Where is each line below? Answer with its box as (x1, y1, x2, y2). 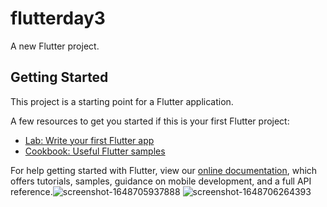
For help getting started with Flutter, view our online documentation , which (10, 164, 318, 176)
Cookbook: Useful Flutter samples (24, 145, 166, 157)
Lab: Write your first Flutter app (24, 134, 155, 146)
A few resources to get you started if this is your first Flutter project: (10, 115, 290, 127)
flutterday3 (10, 7, 106, 30)
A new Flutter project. (10, 40, 100, 52)
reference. (10, 185, 53, 197)
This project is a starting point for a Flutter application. (10, 95, 234, 107)
